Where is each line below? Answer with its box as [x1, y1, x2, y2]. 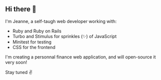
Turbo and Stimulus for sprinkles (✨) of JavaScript [12, 33, 117, 39]
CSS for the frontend [12, 44, 56, 50]
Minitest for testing [12, 38, 52, 45]
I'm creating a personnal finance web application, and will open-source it [5, 53, 156, 60]
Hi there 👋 [5, 5, 37, 13]
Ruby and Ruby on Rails [12, 28, 62, 34]
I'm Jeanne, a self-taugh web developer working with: [5, 18, 117, 24]
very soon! [5, 59, 28, 65]
